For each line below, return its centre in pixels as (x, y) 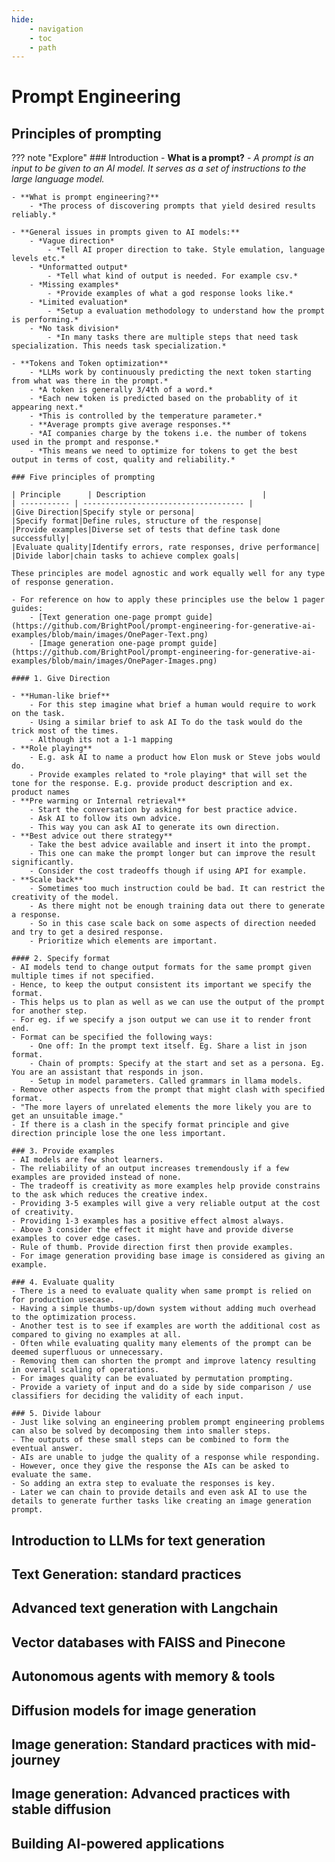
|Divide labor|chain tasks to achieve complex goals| (126, 556)
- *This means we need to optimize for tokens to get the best (164, 451)
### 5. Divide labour (56, 1414)
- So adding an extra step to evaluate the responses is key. (143, 1484)
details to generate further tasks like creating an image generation (161, 1501)
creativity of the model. (65, 897)
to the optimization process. (74, 1317)
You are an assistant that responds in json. (107, 1072)
